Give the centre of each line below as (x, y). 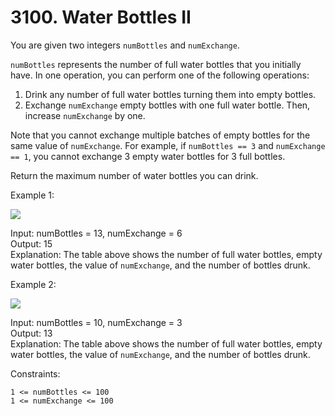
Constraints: (35, 373)
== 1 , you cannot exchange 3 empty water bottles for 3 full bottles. (148, 156)
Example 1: (32, 195)
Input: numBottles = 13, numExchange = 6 (96, 233)
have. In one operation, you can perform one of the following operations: (160, 75)
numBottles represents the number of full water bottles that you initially (156, 64)
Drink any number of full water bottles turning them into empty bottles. (170, 94)
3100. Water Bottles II (101, 17)
